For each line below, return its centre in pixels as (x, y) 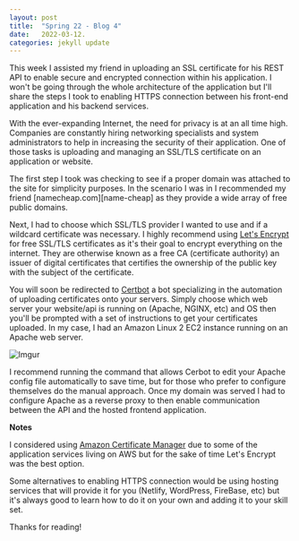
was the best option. (47, 464)
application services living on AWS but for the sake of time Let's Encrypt (142, 454)
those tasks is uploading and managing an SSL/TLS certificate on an (135, 152)
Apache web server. (46, 338)
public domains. (39, 208)
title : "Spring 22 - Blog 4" (66, 26)
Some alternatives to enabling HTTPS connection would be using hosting (144, 481)
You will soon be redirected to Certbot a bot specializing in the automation (146, 290)
